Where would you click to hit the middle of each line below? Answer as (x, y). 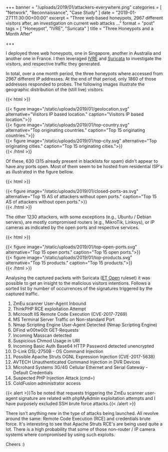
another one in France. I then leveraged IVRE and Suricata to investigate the (84, 59)
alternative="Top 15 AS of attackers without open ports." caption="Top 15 (81, 196)
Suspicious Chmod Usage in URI (46, 341)
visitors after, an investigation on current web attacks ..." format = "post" (80, 23)
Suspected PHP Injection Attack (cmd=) (54, 378)
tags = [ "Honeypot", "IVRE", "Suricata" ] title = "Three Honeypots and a (80, 29)
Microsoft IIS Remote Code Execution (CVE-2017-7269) (70, 314)
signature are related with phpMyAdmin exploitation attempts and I (87, 398)
